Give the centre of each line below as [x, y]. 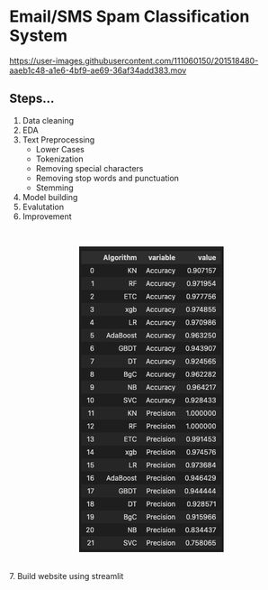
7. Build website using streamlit [67, 576]
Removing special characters [89, 168]
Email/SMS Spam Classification [130, 17]
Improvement [47, 216]
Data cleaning [48, 120]
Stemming [54, 188]
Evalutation [43, 207]
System [39, 36]
